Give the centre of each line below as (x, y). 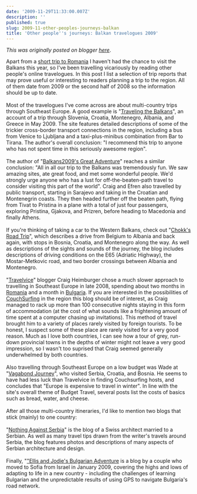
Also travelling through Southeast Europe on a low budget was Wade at (92, 367)
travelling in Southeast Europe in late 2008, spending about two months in (95, 286)
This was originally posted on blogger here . (59, 50)
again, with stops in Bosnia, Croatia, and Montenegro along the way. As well (98, 243)
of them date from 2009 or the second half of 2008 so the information (91, 86)
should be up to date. (32, 93)
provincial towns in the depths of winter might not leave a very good (103, 342)
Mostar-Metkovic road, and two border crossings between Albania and (91, 261)
